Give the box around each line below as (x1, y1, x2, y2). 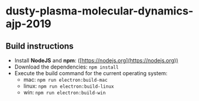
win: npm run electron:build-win (23, 89, 106, 96)
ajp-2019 (5, 17, 52, 31)
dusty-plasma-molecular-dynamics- (5, 4, 194, 18)
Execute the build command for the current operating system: (14, 70, 168, 76)
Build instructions (5, 41, 74, 51)
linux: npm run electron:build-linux (23, 82, 114, 90)
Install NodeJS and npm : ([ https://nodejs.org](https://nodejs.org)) (14, 57, 178, 64)
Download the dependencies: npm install (14, 63, 119, 70)
